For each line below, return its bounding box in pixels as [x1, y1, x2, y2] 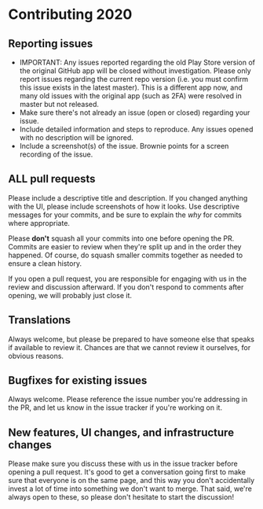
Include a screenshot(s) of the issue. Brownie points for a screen [19, 142, 229, 150]
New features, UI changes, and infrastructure [8, 426, 234, 439]
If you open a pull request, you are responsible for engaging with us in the [8, 274, 247, 283]
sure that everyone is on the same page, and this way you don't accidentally [8, 476, 255, 485]
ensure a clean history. [8, 258, 82, 268]
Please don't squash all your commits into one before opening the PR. [8, 234, 235, 243]
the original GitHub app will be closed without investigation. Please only [19, 66, 251, 76]
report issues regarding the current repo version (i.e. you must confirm [19, 75, 249, 83]
